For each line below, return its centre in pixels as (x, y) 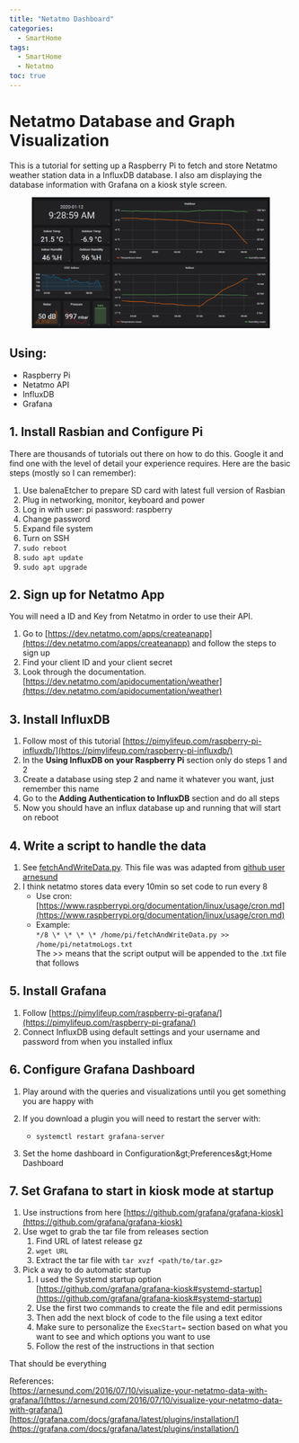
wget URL (52, 1251)
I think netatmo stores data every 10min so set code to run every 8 (145, 886)
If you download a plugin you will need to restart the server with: (141, 1118)
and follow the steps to (234, 644)
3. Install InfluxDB (60, 719)
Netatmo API (46, 384)
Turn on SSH (46, 538)
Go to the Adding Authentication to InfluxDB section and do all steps (151, 798)
